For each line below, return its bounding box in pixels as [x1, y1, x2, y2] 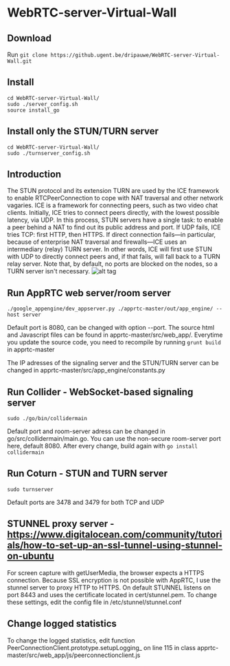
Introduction [7, 169, 62, 180]
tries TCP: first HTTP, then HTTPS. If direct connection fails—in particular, [7, 231, 216, 239]
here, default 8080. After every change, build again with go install [7, 442, 198, 450]
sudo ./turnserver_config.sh [7, 149, 91, 156]
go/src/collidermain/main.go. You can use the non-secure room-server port [7, 435, 221, 443]
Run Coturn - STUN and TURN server [7, 468, 168, 479]
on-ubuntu [7, 550, 54, 562]
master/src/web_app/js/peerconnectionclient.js [7, 651, 141, 659]
